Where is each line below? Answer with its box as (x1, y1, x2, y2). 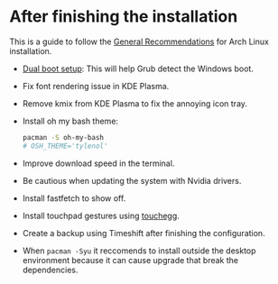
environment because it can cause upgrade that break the (22, 254, 239, 265)
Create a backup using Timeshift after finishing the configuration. (22, 227, 265, 238)
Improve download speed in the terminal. (22, 158, 175, 169)
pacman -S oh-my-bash (22, 133, 104, 142)
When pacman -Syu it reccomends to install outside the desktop (22, 245, 256, 256)
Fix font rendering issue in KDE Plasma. (22, 80, 170, 91)
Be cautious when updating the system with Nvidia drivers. (22, 175, 242, 186)
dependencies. (22, 264, 79, 275)
